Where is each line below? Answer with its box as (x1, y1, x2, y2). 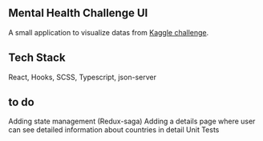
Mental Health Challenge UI (8, 6, 148, 20)
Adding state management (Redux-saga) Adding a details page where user (8, 116, 256, 127)
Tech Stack (8, 51, 66, 65)
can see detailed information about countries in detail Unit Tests (8, 125, 220, 135)
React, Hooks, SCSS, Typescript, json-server (8, 72, 156, 82)
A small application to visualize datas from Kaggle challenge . (8, 27, 209, 37)
